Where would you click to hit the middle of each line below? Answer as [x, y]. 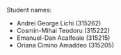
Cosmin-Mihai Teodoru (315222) [63, 31]
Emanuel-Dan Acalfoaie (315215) [63, 38]
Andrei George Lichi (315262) [59, 23]
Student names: [29, 10]
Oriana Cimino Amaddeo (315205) [65, 45]
